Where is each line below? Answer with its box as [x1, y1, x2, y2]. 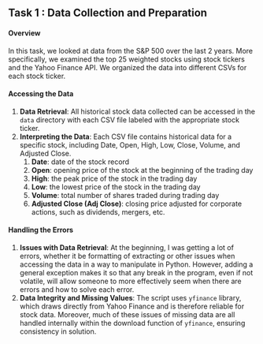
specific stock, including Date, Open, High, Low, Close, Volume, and [19, 140, 240, 149]
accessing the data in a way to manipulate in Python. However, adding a [19, 260, 254, 269]
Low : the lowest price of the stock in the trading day [31, 181, 201, 192]
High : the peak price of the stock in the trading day [31, 174, 198, 183]
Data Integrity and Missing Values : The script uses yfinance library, [19, 294, 242, 302]
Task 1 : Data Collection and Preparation [8, 6, 207, 20]
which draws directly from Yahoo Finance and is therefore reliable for [19, 301, 245, 311]
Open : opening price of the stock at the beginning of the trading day [31, 165, 254, 174]
